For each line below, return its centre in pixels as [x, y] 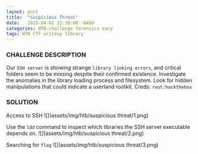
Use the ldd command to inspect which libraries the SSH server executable [98, 127]
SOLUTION [22, 102]
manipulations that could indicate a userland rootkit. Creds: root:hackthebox [99, 87]
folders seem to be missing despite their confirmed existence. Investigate [96, 74]
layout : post [22, 12]
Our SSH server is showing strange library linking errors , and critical [94, 68]
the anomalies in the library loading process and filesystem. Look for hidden [99, 81]
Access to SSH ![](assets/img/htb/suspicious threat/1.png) [77, 115]
